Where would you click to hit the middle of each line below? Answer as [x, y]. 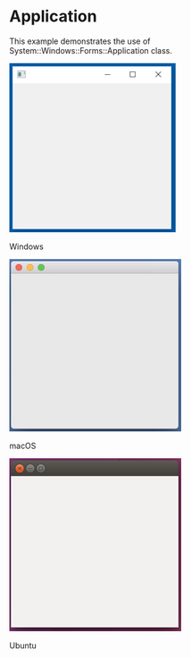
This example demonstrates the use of [80, 41]
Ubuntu [23, 646]
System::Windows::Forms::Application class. [91, 50]
